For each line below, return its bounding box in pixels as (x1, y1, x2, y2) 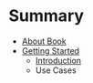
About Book (21, 36, 67, 47)
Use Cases (35, 65, 77, 76)
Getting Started (21, 45, 79, 56)
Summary (8, 5, 84, 26)
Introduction (35, 55, 82, 66)
